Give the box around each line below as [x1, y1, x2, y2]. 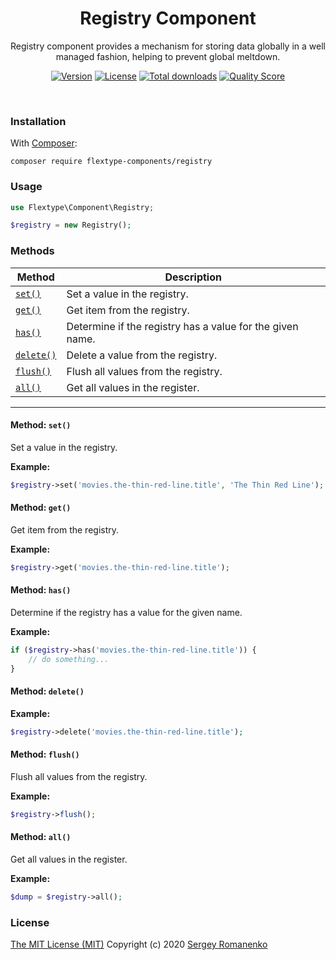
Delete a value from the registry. [66, 348, 218, 362]
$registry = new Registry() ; [10, 220, 132, 231]
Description [164, 270, 222, 284]
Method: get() [10, 502, 72, 514]
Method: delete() [10, 685, 85, 697]
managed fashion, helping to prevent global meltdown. [55, 50, 281, 62]
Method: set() [10, 419, 72, 431]
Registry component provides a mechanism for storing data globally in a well [10, 40, 326, 52]
